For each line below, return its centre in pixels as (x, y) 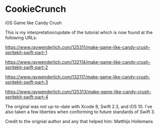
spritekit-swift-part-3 (27, 82)
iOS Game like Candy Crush (33, 23)
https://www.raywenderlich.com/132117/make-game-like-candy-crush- (78, 77)
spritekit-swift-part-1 (26, 52)
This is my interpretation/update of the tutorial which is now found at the (79, 32)
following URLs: (21, 38)
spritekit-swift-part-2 (27, 67)
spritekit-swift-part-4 (27, 97)
